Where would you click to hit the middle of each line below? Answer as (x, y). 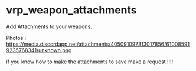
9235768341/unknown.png (39, 50)
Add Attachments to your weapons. (49, 26)
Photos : (16, 38)
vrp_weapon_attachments (71, 10)
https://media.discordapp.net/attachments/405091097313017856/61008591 (98, 44)
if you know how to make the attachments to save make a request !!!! (90, 62)
